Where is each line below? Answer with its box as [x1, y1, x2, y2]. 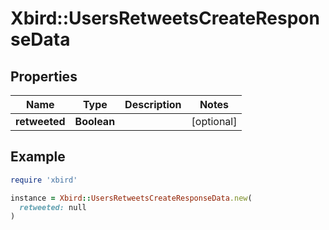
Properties [10, 68, 78, 85]
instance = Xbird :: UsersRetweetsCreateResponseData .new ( [10, 193, 253, 203]
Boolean [74, 115, 116, 128]
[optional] [191, 115, 238, 128]
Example [10, 148, 66, 166]
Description [124, 98, 182, 111]
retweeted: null [19, 202, 87, 212]
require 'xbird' [10, 175, 78, 185]
